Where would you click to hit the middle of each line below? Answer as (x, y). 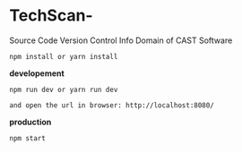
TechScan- (51, 16)
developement (37, 73)
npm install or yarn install (64, 56)
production (30, 122)
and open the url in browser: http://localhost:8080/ (112, 105)
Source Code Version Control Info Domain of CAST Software (121, 40)
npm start (28, 138)
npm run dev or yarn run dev (64, 89)
